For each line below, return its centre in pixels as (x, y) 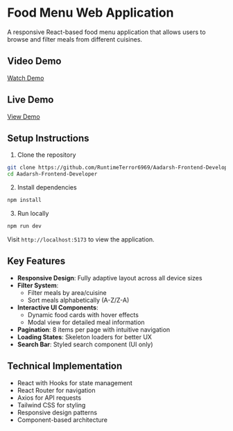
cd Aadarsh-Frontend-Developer (52, 174)
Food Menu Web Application (90, 13)
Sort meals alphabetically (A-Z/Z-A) (78, 300)
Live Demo (31, 100)
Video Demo (34, 61)
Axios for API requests (49, 398)
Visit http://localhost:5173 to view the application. (81, 239)
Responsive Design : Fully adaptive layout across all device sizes (110, 278)
